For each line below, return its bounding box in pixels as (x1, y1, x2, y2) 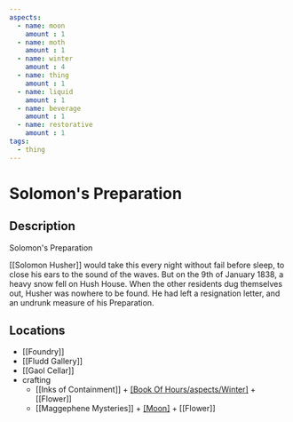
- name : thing (17, 71, 69, 80)
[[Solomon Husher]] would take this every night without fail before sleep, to (9, 259, 285, 270)
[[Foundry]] (21, 346, 65, 357)
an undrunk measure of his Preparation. (9, 297, 154, 307)
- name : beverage (17, 104, 82, 113)
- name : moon (17, 21, 66, 30)
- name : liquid (17, 87, 74, 96)
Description (9, 219, 75, 234)
